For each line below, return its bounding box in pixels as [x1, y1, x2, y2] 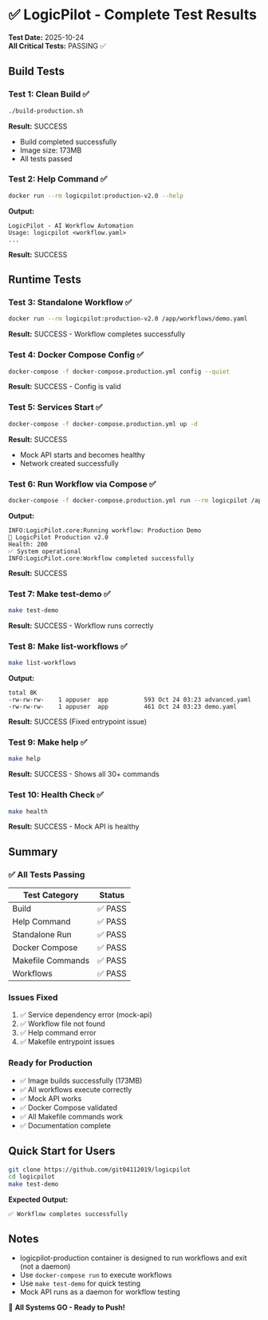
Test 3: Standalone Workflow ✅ [8, 296, 132, 308]
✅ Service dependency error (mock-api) [19, 1010, 153, 1020]
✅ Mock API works [19, 1093, 82, 1103]
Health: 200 [8, 540, 48, 548]
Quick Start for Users [8, 1144, 116, 1158]
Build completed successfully [19, 137, 117, 146]
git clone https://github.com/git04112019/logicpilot [8, 1165, 191, 1174]
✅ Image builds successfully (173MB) [19, 1075, 143, 1085]
